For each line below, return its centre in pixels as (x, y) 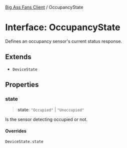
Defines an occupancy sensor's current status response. (64, 41)
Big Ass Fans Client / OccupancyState (44, 7)
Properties (22, 85)
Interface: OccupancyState (63, 27)
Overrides (16, 131)
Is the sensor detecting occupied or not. (46, 119)
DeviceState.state (24, 141)
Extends (18, 57)
